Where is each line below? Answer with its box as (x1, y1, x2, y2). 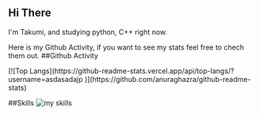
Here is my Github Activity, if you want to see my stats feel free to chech (8, 43, 244, 52)
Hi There (8, 6, 51, 20)
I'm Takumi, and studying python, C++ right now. (8, 27, 168, 36)
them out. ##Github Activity (8, 50, 99, 60)
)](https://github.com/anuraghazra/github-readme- (84, 74, 251, 83)
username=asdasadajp (8, 74, 83, 83)
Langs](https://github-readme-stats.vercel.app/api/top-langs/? (29, 66, 235, 76)
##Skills (8, 98, 34, 107)
